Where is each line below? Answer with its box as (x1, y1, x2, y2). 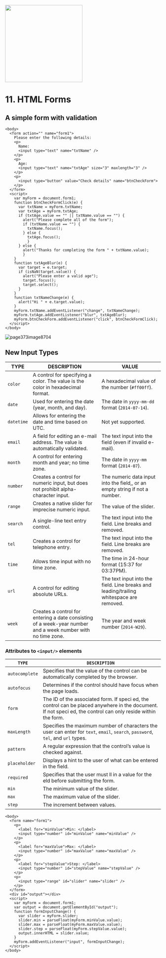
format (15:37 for (101, 561, 142, 568)
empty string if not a (101, 486, 149, 493)
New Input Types (5, 348, 58, 357)
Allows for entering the (33, 412, 85, 419)
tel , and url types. (42, 735, 87, 742)
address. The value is (33, 439, 83, 446)
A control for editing (33, 584, 79, 591)
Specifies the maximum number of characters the (42, 722, 158, 729)
